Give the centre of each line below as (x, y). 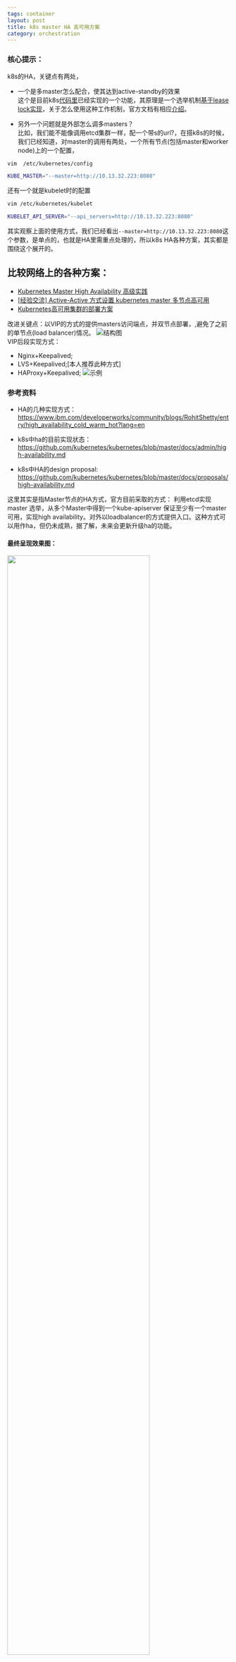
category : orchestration (44, 33)
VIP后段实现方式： (34, 341)
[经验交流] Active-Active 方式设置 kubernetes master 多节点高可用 (113, 300)
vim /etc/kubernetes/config (50, 164)
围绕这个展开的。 (32, 249)
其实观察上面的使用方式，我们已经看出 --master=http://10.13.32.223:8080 (115, 231)
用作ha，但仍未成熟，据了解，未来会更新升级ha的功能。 (94, 526)
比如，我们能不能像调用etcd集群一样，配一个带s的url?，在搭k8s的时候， (123, 133)
